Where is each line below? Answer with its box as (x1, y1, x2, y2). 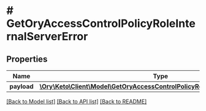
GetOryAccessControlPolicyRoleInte (6, 16, 196, 30)
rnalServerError (6, 30, 88, 43)
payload (9, 82, 34, 90)
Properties (6, 54, 48, 64)
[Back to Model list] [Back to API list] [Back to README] (6, 98, 147, 105)
